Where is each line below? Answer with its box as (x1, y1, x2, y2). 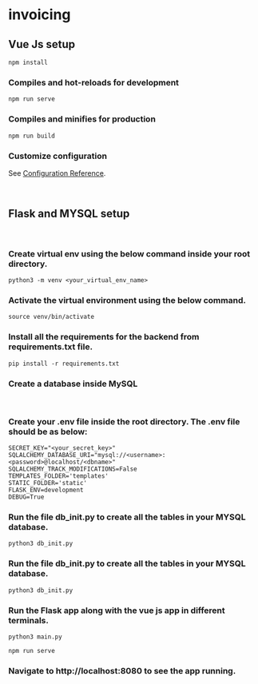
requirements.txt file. (8, 341, 93, 352)
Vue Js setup (8, 38, 76, 51)
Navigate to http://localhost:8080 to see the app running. (8, 666, 236, 676)
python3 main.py (8, 633, 62, 641)
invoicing (8, 6, 71, 24)
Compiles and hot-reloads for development (8, 77, 180, 88)
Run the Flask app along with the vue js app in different (8, 605, 225, 616)
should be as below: (8, 426, 88, 437)
